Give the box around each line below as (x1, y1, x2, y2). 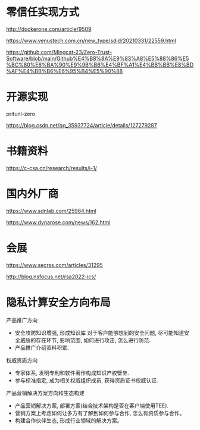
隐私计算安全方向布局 (6, 296, 111, 309)
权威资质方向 (6, 356, 37, 363)
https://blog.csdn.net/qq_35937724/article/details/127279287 (6, 121, 158, 128)
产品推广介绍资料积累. (14, 344, 69, 351)
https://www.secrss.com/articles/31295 (6, 261, 103, 268)
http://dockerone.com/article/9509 (6, 25, 92, 33)
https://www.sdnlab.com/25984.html (6, 207, 96, 214)
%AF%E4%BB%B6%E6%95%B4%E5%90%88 (6, 67, 123, 74)
